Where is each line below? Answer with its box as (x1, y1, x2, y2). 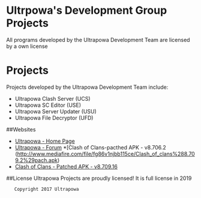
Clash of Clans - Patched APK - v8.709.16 (14, 163, 118, 170)
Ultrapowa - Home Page (14, 137, 75, 145)
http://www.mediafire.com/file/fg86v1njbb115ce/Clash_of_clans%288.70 (17, 150, 195, 157)
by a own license (6, 43, 48, 50)
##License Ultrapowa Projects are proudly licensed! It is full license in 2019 (6, 175, 192, 182)
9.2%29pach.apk (14, 157, 58, 164)
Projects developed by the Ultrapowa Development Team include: (6, 83, 169, 91)
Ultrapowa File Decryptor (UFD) (14, 114, 94, 121)
